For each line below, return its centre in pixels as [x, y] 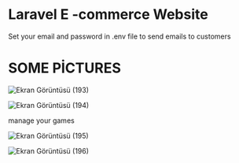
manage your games [41, 120]
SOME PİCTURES [65, 68]
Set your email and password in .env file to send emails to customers [119, 36]
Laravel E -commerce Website [108, 15]
